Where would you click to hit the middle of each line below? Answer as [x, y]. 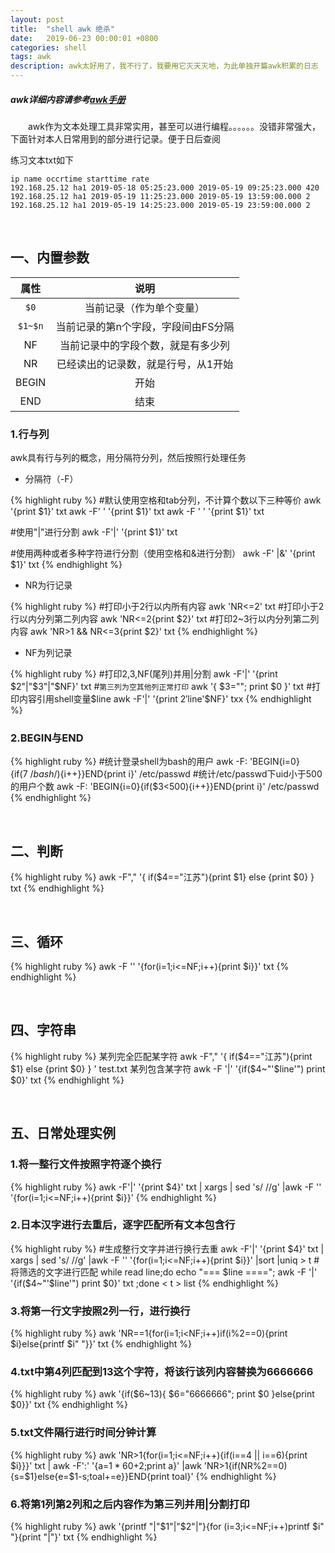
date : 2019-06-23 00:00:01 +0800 [84, 38]
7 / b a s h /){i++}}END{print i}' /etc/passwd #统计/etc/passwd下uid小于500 [172, 774]
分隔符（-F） [51, 479]
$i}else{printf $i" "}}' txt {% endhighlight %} [101, 1344]
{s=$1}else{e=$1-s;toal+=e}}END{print [90, 1476]
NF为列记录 [48, 653]
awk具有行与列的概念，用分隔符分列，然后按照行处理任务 [128, 458]
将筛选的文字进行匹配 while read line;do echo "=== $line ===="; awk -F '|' [164, 1272]
